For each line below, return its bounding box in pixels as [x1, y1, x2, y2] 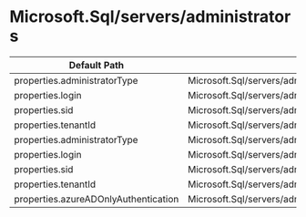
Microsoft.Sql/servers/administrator [9, 6, 291, 27]
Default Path [68, 58, 125, 71]
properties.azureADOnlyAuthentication [14, 192, 179, 205]
